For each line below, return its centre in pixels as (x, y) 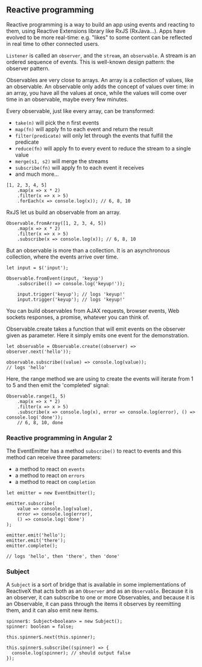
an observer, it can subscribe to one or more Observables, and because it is (100, 598)
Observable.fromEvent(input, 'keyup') (55, 278)
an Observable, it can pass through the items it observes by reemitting (93, 604)
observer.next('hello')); (39, 352)
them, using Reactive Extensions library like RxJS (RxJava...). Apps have (96, 31)
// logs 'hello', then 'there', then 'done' (63, 556)
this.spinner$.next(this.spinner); (51, 637)
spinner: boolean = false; (40, 627)
